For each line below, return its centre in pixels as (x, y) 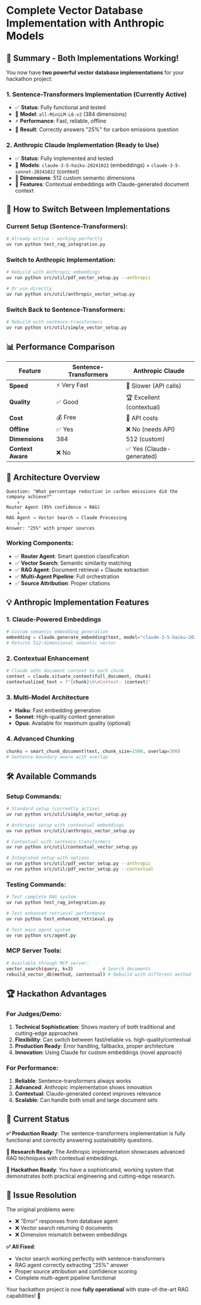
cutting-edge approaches (46, 1033)
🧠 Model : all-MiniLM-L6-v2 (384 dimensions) (71, 114)
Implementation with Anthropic (85, 23)
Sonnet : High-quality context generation (65, 717)
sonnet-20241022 (35, 172)
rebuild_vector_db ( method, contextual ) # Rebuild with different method (99, 974)
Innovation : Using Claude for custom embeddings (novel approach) (98, 1052)
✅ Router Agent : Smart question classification (72, 556)
